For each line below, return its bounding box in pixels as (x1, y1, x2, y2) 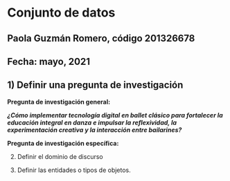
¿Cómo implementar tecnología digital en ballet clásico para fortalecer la (7, 111, 223, 119)
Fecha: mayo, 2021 (7, 55, 90, 67)
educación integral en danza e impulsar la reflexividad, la (7, 118, 177, 126)
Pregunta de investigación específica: (7, 139, 119, 147)
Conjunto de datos (7, 5, 116, 21)
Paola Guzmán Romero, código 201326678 (7, 32, 195, 44)
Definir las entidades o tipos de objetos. (17, 166, 132, 174)
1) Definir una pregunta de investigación (7, 79, 184, 91)
